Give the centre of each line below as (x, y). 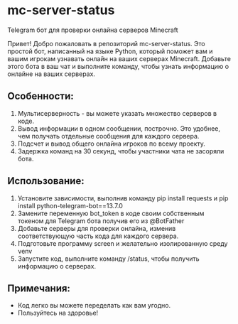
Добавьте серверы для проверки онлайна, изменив (97, 228)
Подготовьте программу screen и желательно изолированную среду (123, 243)
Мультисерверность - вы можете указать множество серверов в (117, 113)
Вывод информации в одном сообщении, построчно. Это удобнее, (119, 128)
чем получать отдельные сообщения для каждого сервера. (108, 136)
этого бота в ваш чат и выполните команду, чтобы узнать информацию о (118, 66)
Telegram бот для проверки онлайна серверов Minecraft (93, 30)
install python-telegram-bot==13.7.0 (70, 205)
